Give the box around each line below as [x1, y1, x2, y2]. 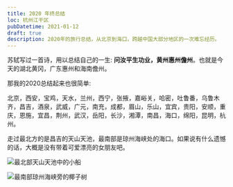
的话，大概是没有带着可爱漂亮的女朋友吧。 [7, 143, 129, 152]
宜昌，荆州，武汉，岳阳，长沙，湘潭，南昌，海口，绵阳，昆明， [37, 112, 220, 120]
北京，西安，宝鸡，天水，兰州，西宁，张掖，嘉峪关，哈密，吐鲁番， [7, 94, 202, 103]
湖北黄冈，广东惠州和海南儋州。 [19, 64, 111, 73]
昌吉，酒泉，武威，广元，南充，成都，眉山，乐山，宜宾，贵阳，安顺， [19, 103, 220, 111]
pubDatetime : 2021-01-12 [7, 23, 79, 30]
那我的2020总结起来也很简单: [7, 79, 92, 87]
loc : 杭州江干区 [7, 17, 49, 24]
